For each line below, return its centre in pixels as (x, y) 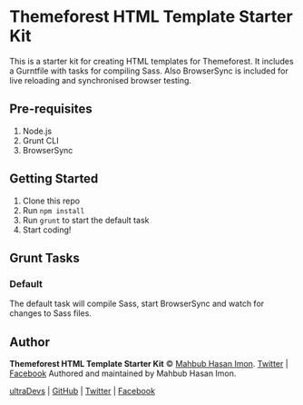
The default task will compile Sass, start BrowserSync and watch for (137, 304)
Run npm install (54, 210)
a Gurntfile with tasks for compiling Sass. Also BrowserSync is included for (149, 71)
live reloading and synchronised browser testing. (101, 80)
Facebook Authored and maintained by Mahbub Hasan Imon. (123, 373)
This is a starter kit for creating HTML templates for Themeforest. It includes (151, 61)
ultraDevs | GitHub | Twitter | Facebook (83, 391)
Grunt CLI (40, 140)
